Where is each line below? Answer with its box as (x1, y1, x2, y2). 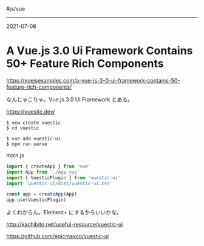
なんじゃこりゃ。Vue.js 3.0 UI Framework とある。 (6, 95, 134, 103)
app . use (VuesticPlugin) (6, 197, 67, 203)
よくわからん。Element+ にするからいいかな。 (6, 209, 123, 216)
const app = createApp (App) (6, 191, 78, 197)
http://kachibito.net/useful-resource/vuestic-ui (6, 221, 123, 228)
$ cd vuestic (6, 125, 39, 131)
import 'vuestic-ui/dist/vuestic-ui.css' (6, 180, 113, 186)
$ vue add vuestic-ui (6, 135, 61, 142)
